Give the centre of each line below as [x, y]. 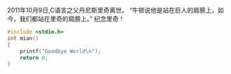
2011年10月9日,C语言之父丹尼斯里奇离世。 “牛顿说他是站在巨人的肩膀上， [113, 10]
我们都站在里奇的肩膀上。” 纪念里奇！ [72, 19]
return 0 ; [34, 57]
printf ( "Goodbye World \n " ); [60, 51]
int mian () [23, 38]
